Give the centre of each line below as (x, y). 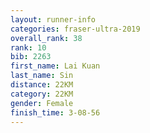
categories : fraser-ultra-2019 (75, 29)
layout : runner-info (53, 19)
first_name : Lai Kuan (55, 66)
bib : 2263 (31, 57)
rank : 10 (28, 47)
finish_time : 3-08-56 (55, 112)
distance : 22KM (42, 85)
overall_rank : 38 (46, 38)
